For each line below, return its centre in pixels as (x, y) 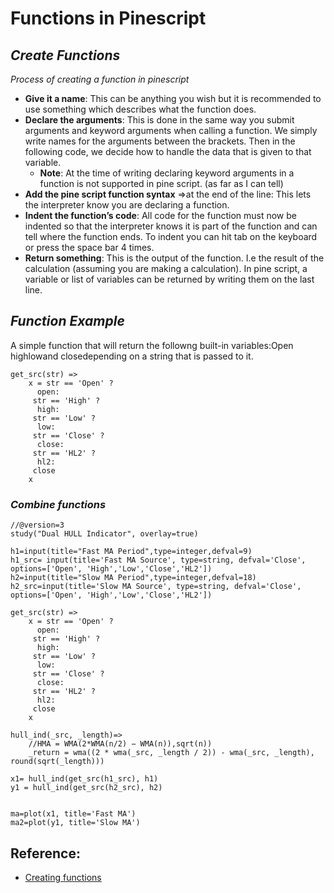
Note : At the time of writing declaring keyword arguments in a (167, 173)
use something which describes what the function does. (140, 109)
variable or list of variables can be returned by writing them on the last (169, 279)
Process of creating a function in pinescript (100, 79)
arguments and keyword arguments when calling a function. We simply (171, 130)
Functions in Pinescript (108, 18)
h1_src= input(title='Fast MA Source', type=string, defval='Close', (158, 560)
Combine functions (58, 504)
